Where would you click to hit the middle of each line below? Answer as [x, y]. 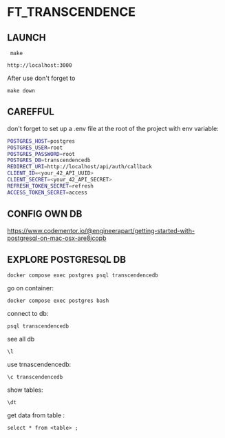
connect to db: [28, 314]
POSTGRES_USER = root [35, 148]
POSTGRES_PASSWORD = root [41, 154]
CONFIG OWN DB [45, 214]
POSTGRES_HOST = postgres [41, 141]
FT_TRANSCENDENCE [72, 12]
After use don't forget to [41, 78]
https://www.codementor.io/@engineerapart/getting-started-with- [101, 230]
